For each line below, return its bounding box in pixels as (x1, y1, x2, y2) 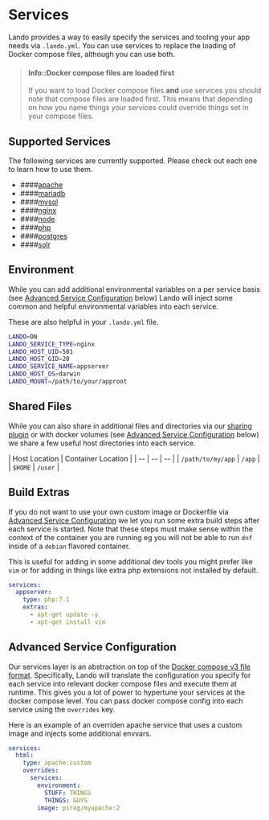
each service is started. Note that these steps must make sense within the (8, 524, 253, 534)
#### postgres (19, 231, 68, 240)
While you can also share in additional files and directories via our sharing (8, 420, 253, 431)
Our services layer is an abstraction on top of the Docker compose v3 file (8, 662, 251, 671)
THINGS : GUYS (43, 796, 88, 805)
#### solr (19, 240, 51, 249)
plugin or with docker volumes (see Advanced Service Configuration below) (8, 429, 259, 439)
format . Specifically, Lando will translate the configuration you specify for (8, 670, 251, 680)
